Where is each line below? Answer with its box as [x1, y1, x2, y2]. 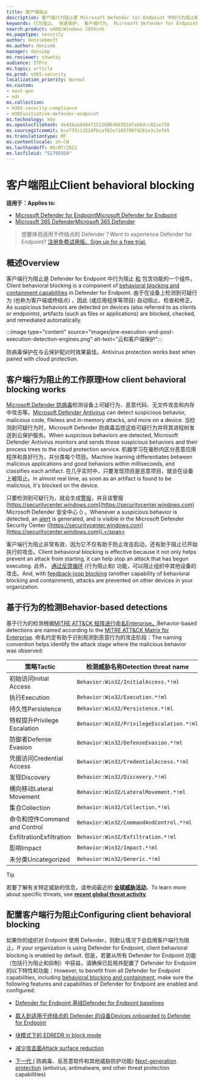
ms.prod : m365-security [6, 71, 67, 77]
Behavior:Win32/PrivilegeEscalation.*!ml [76, 720, 199, 727]
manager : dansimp [6, 49, 50, 55]
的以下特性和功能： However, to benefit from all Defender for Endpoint [6, 967, 181, 974]
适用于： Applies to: [6, 199, 56, 207]
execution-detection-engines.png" [6, 336, 93, 343]
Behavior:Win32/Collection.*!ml [76, 804, 171, 810]
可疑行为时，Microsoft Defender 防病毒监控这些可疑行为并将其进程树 [16, 424, 189, 432]
